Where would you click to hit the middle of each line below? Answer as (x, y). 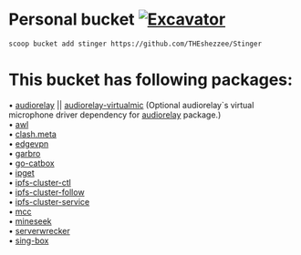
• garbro (25, 153)
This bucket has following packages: (151, 80)
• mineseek (30, 221)
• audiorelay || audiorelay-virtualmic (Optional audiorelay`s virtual (131, 105)
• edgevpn (29, 143)
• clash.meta (32, 134)
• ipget (22, 172)
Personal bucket (72, 20)
